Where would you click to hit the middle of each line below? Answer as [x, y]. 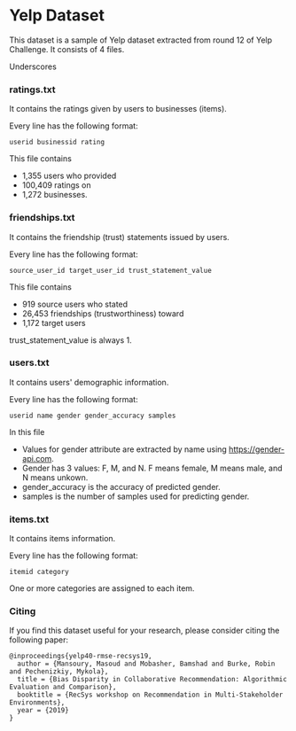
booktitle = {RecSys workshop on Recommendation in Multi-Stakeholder [150, 695]
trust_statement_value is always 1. [70, 340]
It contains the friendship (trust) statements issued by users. [120, 237]
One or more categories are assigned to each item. [102, 588]
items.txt [29, 519]
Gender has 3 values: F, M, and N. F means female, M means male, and [152, 468]
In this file [27, 432]
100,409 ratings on [56, 185]
